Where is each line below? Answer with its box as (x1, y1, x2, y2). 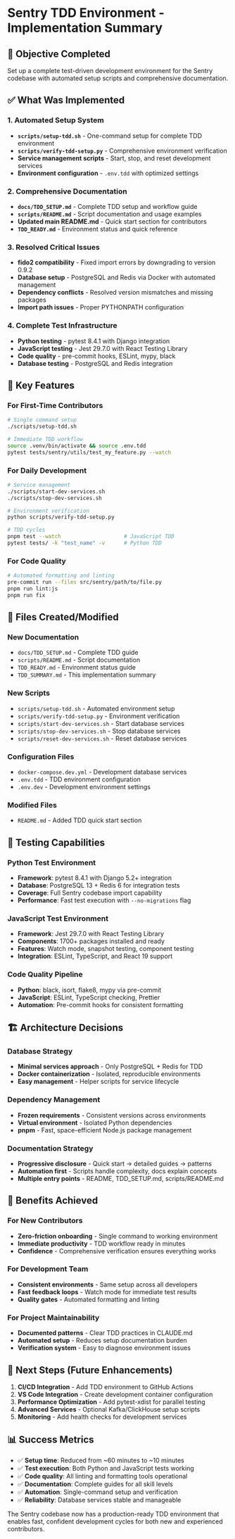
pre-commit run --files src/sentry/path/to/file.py (7, 579, 162, 586)
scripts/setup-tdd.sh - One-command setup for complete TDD (17, 132, 203, 140)
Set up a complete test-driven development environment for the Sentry (7, 67, 213, 75)
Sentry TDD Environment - (7, 5, 165, 21)
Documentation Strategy (7, 1143, 94, 1153)
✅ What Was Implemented (7, 94, 125, 106)
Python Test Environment (7, 857, 96, 867)
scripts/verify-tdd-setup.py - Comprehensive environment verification (17, 146, 227, 155)
